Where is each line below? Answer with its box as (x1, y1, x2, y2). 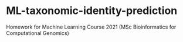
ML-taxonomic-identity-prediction (6, 4, 178, 17)
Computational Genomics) (6, 29, 69, 36)
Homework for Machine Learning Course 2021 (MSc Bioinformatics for (6, 23, 177, 30)
